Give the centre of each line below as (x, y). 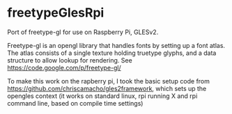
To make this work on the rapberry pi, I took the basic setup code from (109, 81)
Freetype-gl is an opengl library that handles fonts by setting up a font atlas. (116, 45)
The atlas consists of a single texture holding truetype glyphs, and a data (112, 53)
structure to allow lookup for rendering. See (70, 60)
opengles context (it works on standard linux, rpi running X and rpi (102, 96)
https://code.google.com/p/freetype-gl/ (64, 67)
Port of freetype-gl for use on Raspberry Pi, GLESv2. (83, 32)
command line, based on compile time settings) (75, 103)
